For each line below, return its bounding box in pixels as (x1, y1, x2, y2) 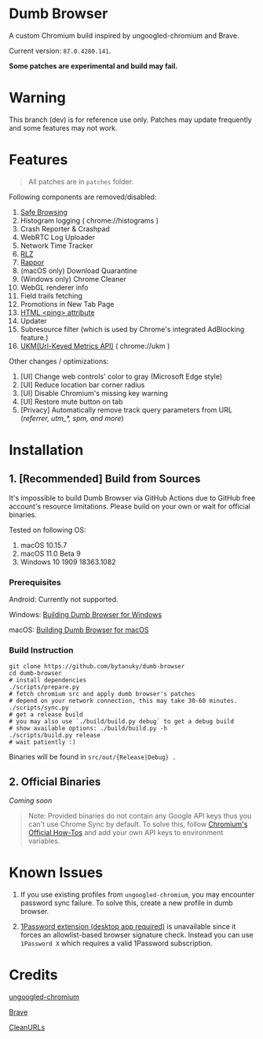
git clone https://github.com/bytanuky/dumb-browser (9, 663, 185, 671)
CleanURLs (9, 1022, 46, 1032)
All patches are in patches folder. (27, 176, 134, 186)
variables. (27, 836, 60, 846)
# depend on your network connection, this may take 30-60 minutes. (9, 697, 238, 705)
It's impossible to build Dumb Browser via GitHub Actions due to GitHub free (9, 493, 256, 502)
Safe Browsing (20, 207, 68, 216)
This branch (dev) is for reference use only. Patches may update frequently (9, 115, 252, 124)
